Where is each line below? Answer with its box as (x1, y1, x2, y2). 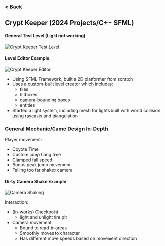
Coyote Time (12, 146, 39, 152)
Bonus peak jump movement (12, 162, 71, 168)
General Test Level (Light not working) (5, 32, 86, 38)
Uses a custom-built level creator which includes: (12, 81, 113, 87)
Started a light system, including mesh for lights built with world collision (12, 107, 161, 113)
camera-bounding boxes (19, 97, 70, 103)
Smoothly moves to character (19, 230, 80, 236)
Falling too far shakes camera (12, 167, 73, 173)
